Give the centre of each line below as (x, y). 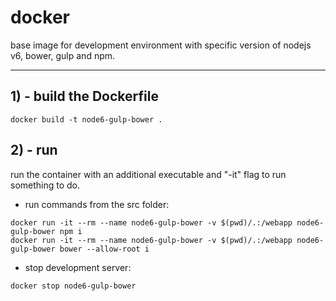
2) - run (34, 150)
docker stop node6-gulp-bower (73, 286)
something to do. (45, 185)
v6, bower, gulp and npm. (63, 55)
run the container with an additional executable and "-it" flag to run (148, 174)
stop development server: (78, 267)
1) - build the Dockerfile (84, 96)
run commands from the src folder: (97, 204)
